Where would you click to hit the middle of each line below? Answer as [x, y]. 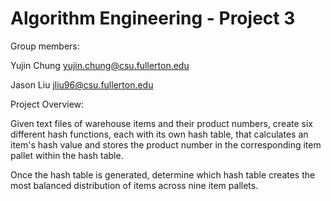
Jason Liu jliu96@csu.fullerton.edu [82, 84]
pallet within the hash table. [67, 155]
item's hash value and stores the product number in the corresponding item [166, 144]
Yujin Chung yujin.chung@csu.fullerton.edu [100, 65]
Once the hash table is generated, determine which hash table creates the [163, 174]
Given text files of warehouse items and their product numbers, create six [162, 123]
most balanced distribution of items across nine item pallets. [134, 185]
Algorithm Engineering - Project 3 [153, 18]
